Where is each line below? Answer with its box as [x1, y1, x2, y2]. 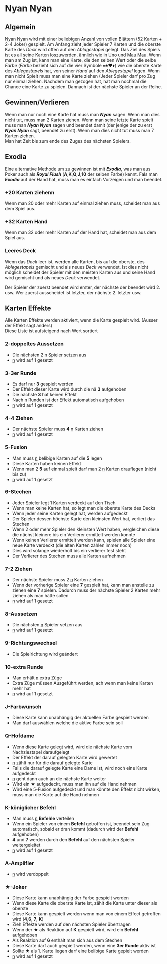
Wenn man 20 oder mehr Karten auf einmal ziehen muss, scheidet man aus [5, 200, 160, 206]
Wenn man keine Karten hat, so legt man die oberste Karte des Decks [12, 505, 156, 511]
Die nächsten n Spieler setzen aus [12, 622, 83, 628]
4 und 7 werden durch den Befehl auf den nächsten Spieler [12, 836, 135, 842]
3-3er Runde [5, 369, 37, 376]
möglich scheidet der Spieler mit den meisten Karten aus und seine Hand [5, 269, 156, 275]
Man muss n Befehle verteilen [12, 815, 75, 821]
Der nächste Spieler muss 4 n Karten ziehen [12, 426, 103, 432]
